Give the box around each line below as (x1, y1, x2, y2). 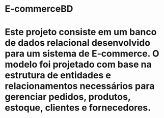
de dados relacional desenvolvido (5, 37, 151, 49)
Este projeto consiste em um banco (5, 26, 157, 38)
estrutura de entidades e (5, 70, 112, 81)
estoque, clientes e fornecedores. (5, 102, 151, 113)
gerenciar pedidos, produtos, (5, 91, 131, 103)
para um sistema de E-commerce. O (5, 48, 159, 60)
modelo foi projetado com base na (5, 59, 152, 70)
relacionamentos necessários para (5, 80, 155, 92)
